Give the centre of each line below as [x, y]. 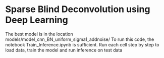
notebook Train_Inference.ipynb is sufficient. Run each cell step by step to [82, 44]
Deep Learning [37, 20]
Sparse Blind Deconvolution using [78, 9]
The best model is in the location [39, 34]
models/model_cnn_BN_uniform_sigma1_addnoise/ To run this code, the [80, 39]
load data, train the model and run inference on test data [64, 50]
